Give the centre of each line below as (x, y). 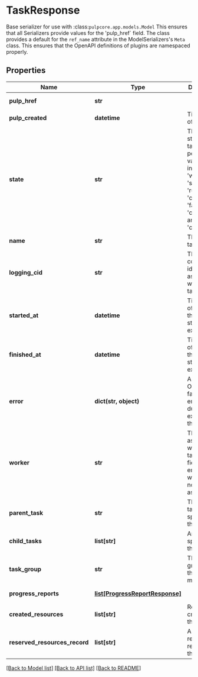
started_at (24, 315)
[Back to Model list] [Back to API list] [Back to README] (74, 668)
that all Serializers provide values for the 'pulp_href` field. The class (88, 33)
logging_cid (26, 272)
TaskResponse (43, 10)
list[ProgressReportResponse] (138, 594)
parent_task (26, 512)
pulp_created (28, 118)
